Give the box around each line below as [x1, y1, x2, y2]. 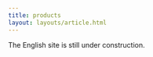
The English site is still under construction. [8, 40, 145, 49]
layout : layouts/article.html [8, 19, 107, 27]
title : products [8, 11, 61, 20]
